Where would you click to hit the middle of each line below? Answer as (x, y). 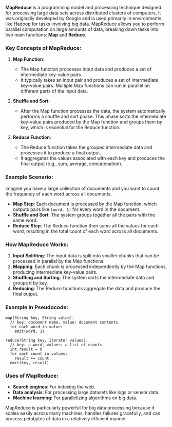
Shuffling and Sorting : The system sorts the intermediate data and (83, 277)
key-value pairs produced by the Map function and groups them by (91, 122)
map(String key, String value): (40, 318)
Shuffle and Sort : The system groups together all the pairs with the (84, 215)
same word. (25, 220)
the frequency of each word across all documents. (59, 194)
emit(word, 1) (30, 331)
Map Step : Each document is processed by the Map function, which (85, 204)
